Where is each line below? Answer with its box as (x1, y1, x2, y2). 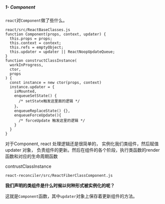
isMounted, (14, 88, 37, 94)
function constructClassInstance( (5, 58, 77, 63)
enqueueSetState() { (14, 93, 57, 98)
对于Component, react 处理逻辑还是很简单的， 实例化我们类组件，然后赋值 (5, 141, 159, 147)
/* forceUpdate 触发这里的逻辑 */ (18, 118, 85, 123)
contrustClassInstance (5, 163, 51, 169)
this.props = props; (9, 36, 52, 41)
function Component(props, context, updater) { (5, 32, 106, 37)
